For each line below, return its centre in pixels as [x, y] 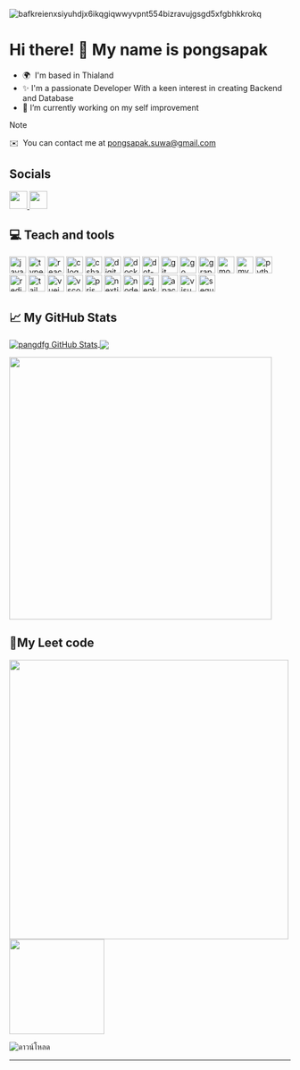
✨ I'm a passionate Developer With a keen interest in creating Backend [152, 88]
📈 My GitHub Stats [63, 317]
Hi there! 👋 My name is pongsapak [138, 50]
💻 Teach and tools [62, 236]
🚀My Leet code [52, 643]
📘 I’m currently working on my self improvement [110, 107]
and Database [48, 97]
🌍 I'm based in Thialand [68, 75]
